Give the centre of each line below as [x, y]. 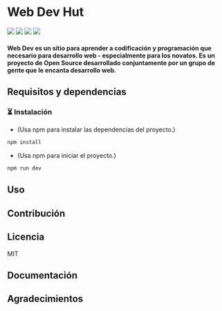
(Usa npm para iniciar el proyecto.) [66, 156]
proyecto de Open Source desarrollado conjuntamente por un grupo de [111, 62]
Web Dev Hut [46, 12]
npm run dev [24, 168]
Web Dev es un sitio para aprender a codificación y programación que [110, 48]
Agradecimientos [45, 299]
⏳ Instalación [30, 112]
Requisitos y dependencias [67, 92]
